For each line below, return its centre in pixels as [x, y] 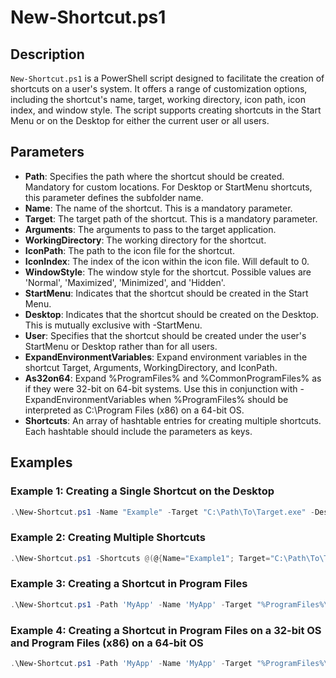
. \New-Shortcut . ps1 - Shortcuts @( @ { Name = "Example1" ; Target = [140, 558]
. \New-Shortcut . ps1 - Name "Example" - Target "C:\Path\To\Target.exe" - [162, 512]
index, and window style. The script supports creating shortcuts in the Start [166, 110]
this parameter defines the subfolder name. [114, 197]
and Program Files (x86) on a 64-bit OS [107, 643]
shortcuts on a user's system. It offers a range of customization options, [159, 89]
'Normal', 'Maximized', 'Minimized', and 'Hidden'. [125, 282]
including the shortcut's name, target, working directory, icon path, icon [158, 99]
